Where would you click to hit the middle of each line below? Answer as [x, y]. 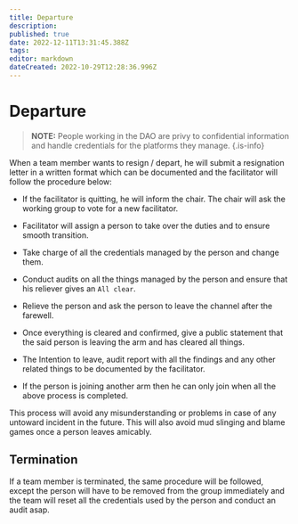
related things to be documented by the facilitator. [114, 368]
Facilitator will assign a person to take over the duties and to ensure [146, 225]
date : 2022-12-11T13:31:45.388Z [69, 42]
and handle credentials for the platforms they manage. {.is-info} [148, 145]
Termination [44, 460]
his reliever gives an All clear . [79, 288]
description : [33, 26]
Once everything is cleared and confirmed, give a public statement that [153, 332]
